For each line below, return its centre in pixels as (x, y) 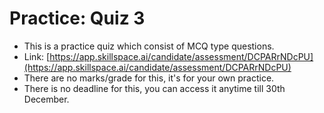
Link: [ (37, 56)
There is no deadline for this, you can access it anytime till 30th (154, 88)
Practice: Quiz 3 (77, 18)
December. (46, 99)
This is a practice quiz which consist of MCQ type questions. (149, 46)
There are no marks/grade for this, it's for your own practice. (149, 78)
